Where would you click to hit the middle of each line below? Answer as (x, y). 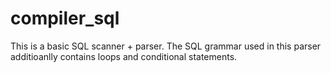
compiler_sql (65, 18)
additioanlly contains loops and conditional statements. (124, 56)
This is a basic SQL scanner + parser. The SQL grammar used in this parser (166, 46)
